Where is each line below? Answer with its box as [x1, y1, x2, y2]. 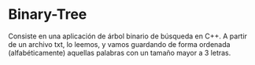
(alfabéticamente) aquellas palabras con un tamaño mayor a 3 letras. [8, 48, 231, 57]
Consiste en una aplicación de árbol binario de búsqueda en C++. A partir [8, 31, 248, 41]
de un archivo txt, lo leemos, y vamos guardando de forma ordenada [8, 39, 231, 49]
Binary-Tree [8, 5, 87, 23]
